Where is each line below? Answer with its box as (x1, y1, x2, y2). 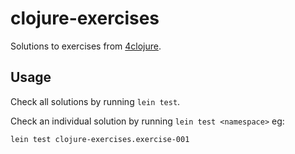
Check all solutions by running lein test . (10, 95, 181, 107)
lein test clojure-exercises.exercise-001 (10, 134, 190, 144)
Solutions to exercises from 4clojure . (10, 40, 162, 52)
